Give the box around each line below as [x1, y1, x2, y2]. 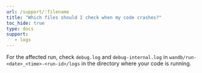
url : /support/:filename [6, 8, 69, 15]
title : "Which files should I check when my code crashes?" [6, 14, 162, 21]
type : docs [6, 25, 34, 32]
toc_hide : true [6, 20, 45, 26]
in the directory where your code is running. [81, 60, 192, 67]
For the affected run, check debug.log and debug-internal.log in [6, 54, 169, 60]
